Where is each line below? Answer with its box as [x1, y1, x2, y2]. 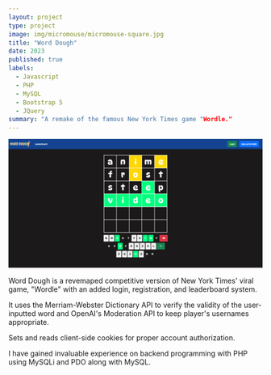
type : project [8, 21, 56, 30]
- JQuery [15, 107, 45, 115]
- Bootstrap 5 [15, 98, 63, 107]
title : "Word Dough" [8, 39, 78, 47]
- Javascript [15, 73, 60, 81]
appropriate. [8, 318, 50, 327]
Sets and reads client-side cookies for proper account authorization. [8, 333, 236, 343]
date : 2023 [8, 47, 45, 56]
